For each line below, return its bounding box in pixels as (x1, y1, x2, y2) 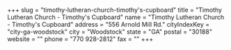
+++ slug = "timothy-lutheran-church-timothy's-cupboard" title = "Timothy (7, 6, 223, 14)
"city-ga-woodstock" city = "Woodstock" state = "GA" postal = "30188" (7, 27, 212, 36)
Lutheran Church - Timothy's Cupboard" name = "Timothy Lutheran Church (7, 13, 225, 21)
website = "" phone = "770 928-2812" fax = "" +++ (7, 35, 154, 43)
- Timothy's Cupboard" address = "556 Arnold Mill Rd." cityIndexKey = (7, 21, 210, 28)
